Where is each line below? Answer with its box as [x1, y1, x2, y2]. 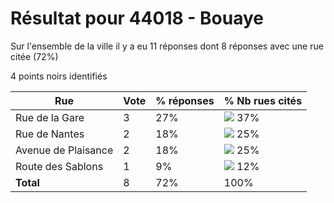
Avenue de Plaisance [15, 143, 114, 157]
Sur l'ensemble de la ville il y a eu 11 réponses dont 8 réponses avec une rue [10, 40, 324, 52]
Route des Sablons [15, 159, 104, 173]
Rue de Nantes [15, 127, 85, 141]
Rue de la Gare [15, 110, 85, 124]
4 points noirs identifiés [10, 70, 108, 82]
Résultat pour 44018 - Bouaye [10, 7, 265, 30]
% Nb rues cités [223, 93, 303, 107]
